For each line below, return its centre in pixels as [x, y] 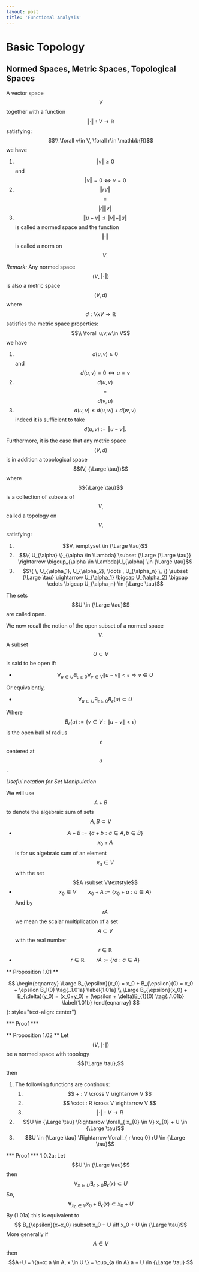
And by [24, 903]
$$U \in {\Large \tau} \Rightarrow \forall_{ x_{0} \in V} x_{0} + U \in [105, 1122]
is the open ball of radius [37, 733]
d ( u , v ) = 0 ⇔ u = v [105, 373]
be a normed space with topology [48, 1054]
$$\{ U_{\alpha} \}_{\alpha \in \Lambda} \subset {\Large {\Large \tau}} [105, 555]
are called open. [26, 614]
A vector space [25, 93]
